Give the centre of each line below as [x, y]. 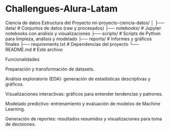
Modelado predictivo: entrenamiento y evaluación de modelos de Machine [83, 103]
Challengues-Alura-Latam [61, 9]
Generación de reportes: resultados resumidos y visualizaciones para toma [84, 118]
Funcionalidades [22, 59]
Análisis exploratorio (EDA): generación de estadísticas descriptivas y [78, 79]
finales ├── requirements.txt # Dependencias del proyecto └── [72, 44]
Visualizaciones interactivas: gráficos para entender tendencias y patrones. [84, 94]
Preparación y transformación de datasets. [50, 69]
